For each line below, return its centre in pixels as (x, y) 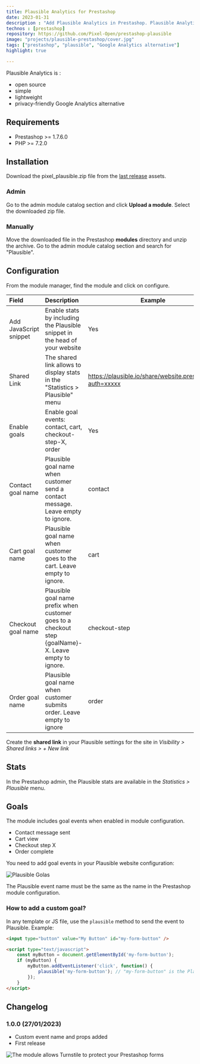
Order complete (34, 852)
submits (56, 705)
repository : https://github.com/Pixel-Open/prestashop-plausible (89, 34)
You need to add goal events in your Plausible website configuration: (90, 863)
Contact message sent (42, 833)
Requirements (33, 122)
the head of (61, 340)
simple (23, 91)
